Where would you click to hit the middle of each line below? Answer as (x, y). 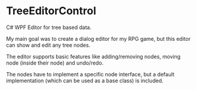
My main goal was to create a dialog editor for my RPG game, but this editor (98, 38)
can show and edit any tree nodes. (48, 45)
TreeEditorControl (51, 11)
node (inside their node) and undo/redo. (55, 63)
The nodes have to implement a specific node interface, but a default (90, 74)
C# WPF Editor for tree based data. (49, 27)
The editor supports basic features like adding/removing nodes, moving (93, 56)
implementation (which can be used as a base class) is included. (85, 81)
